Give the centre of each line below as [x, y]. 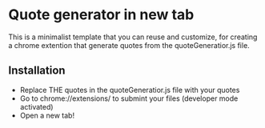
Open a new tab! [47, 115]
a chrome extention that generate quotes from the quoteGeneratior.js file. [129, 45]
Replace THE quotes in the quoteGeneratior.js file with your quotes [130, 90]
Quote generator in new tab [101, 15]
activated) [36, 106]
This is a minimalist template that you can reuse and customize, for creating [133, 37]
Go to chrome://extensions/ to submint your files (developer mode [129, 98]
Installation [37, 71]
